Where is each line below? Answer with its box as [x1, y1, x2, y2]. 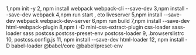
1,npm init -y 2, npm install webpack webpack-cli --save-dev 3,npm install [6, 5, 185, 12]
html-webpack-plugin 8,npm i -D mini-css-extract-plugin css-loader [6, 23, 171, 30]
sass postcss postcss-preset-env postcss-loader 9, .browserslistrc [22, 30, 184, 37]
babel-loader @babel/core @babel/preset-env [11, 42, 123, 49]
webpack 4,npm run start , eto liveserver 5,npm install [32, 11, 163, 18]
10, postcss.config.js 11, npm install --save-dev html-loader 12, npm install [6, 36, 184, 43]
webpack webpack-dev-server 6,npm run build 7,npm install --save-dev [16, 18, 190, 24]
